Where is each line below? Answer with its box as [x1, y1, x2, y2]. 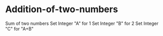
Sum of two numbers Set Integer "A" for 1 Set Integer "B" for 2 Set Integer [5, 20, 158, 26]
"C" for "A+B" [5, 25, 34, 31]
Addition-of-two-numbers [5, 4, 118, 15]
